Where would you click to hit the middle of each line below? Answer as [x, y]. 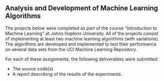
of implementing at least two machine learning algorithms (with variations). [82, 38]
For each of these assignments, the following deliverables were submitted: [82, 59]
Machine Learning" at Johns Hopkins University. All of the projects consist [82, 33]
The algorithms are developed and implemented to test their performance [81, 44]
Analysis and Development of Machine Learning [82, 8]
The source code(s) [33, 68]
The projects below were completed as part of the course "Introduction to [81, 28]
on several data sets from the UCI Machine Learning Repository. [71, 49]
